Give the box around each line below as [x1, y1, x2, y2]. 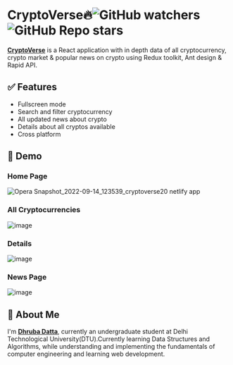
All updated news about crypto [17, 115, 107, 123]
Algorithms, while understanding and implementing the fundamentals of [7, 342, 215, 351]
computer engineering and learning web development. [7, 349, 165, 359]
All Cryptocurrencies [7, 205, 81, 215]
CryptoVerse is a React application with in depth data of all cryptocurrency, [7, 46, 227, 54]
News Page [7, 272, 47, 282]
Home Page [7, 171, 48, 181]
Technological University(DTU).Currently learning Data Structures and [7, 335, 210, 343]
